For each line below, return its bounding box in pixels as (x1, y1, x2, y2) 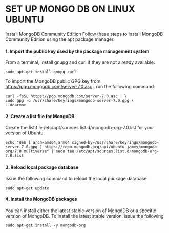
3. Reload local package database (5, 164, 79, 170)
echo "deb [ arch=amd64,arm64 (5, 140, 70, 145)
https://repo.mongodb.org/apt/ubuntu (44, 144, 125, 150)
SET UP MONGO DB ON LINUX (5, 3, 136, 15)
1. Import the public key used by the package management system (5, 48, 150, 54)
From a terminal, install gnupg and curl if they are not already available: (5, 59, 155, 65)
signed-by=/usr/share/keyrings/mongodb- (71, 140, 159, 145)
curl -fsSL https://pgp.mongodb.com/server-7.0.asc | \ (5, 94, 127, 99)
